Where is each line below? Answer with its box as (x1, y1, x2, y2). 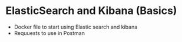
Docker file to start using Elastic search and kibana (14, 23, 138, 30)
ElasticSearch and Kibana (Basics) (5, 4, 177, 17)
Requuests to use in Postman (14, 29, 85, 36)
